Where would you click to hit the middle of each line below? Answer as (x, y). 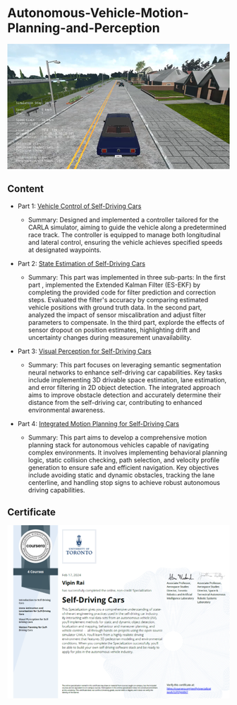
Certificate (32, 512)
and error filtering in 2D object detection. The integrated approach (124, 387)
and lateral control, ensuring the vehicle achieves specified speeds (125, 242)
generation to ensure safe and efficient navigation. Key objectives (123, 467)
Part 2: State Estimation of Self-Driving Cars (81, 263)
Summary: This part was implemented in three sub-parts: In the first (127, 277)
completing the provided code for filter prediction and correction (122, 292)
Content (26, 189)
